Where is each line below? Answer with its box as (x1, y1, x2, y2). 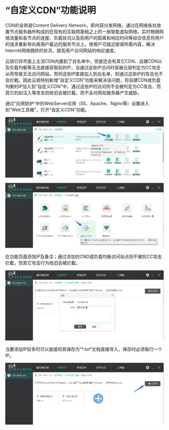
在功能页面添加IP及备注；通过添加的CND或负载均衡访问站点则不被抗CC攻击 (5, 253, 162, 260)
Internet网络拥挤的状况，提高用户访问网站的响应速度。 (5, 47, 119, 53)
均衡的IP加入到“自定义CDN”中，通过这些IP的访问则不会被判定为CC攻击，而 (5, 83, 161, 89)
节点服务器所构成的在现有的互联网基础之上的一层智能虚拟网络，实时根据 (9, 28, 159, 34)
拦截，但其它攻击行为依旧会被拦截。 (5, 260, 80, 266)
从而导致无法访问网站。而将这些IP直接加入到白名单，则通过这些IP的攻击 (5, 71, 154, 77)
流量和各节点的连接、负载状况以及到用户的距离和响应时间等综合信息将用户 (9, 35, 164, 41)
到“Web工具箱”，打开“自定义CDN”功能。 (5, 106, 90, 112)
